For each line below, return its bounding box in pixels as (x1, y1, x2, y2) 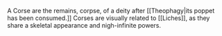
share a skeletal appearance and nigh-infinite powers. (7, 21, 162, 29)
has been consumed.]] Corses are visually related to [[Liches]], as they (7, 14, 210, 22)
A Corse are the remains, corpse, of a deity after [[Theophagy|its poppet (7, 7, 215, 15)
